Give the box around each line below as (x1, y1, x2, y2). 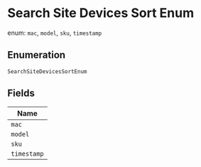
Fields (7, 87, 36, 99)
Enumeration (7, 49, 66, 61)
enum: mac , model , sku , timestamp (7, 28, 102, 37)
